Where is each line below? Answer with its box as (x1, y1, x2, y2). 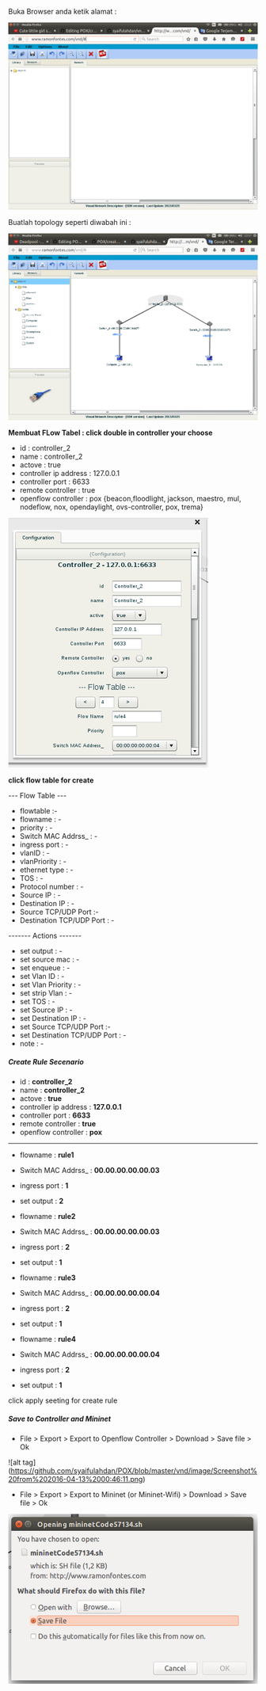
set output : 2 (19, 1196, 64, 1206)
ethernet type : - (19, 865, 74, 874)
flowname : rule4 (19, 1335, 77, 1344)
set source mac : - (19, 954, 80, 965)
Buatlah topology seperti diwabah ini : (8, 218, 132, 227)
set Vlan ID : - (19, 972, 65, 981)
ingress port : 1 (19, 1181, 69, 1190)
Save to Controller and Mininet (8, 1414, 112, 1423)
